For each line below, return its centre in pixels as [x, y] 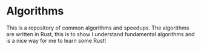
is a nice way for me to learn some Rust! [56, 40]
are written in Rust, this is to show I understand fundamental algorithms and [100, 34]
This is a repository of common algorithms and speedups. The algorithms [98, 28]
